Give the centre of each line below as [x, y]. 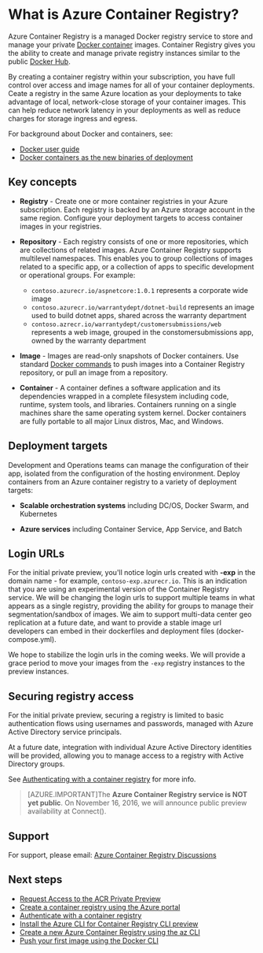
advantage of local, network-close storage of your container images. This [127, 102]
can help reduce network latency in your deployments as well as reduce [124, 110]
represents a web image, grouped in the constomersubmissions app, [142, 332]
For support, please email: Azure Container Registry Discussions [113, 855]
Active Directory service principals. [65, 732]
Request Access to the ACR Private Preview [90, 899]
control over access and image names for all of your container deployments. [131, 85]
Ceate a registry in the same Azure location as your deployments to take [125, 93]
